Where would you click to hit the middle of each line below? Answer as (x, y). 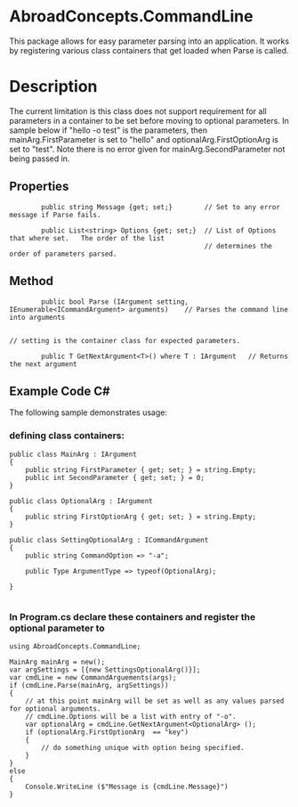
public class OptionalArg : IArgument (81, 501)
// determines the (238, 246)
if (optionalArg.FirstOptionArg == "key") (107, 732)
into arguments (37, 317)
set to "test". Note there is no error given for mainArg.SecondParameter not (147, 149)
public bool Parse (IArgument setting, (115, 302)
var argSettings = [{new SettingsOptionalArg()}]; (105, 670)
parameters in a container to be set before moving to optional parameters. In (149, 120)
